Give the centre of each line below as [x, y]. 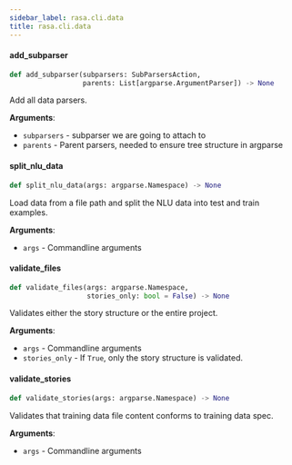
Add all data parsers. [49, 100]
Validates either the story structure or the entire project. [114, 313]
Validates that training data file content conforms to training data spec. [142, 415]
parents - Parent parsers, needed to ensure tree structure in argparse [153, 145]
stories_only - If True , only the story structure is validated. [133, 358]
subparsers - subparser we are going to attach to [114, 135]
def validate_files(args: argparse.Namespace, [99, 287]
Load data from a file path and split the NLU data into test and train [135, 203]
